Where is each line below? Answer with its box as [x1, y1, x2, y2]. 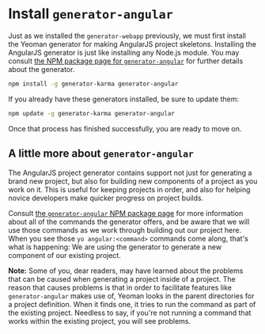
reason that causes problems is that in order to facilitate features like [8, 283, 232, 292]
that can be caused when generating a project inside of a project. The [8, 274, 236, 283]
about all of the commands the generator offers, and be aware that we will [8, 217, 250, 226]
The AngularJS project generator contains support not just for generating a [8, 168, 252, 177]
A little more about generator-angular [8, 147, 194, 161]
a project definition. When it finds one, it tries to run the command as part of [8, 299, 256, 309]
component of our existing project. [8, 250, 121, 260]
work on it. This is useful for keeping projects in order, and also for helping [8, 184, 251, 194]
